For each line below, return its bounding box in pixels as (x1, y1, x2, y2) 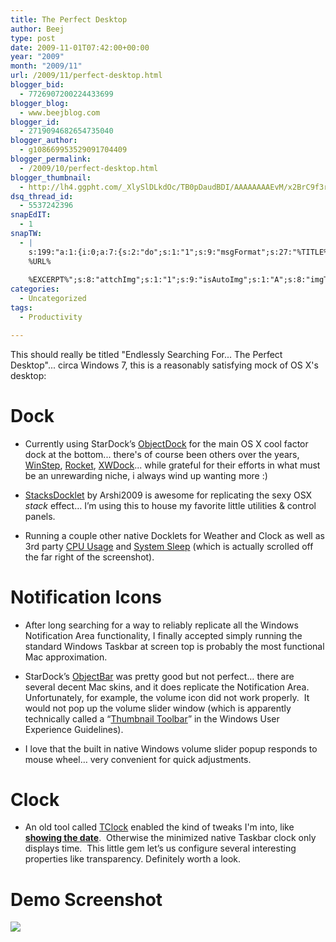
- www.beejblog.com (19, 107, 101, 118)
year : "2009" (10, 52, 65, 62)
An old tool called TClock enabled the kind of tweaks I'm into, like (24, 821, 295, 833)
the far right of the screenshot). (24, 551, 155, 563)
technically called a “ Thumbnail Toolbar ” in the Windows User (24, 712, 280, 725)
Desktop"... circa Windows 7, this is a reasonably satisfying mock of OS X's (10, 359, 319, 371)
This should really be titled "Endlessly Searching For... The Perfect (10, 348, 283, 360)
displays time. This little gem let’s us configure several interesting (24, 842, 297, 855)
